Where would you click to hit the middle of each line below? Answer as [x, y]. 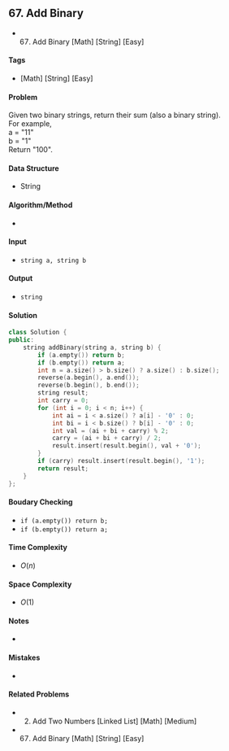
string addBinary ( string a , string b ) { [92, 347]
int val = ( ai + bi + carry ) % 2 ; [110, 430]
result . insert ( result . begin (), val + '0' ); [126, 446]
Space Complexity [40, 584]
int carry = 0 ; [63, 401]
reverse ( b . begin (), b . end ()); [89, 386]
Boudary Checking [41, 502]
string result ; [63, 393]
